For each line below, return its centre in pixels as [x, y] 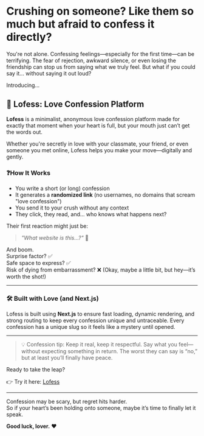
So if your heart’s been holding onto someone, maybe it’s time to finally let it [101, 408]
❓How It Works [28, 173]
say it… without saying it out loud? [49, 73]
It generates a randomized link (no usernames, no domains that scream [105, 195]
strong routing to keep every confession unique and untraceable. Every [95, 320]
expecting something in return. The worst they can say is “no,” [120, 351]
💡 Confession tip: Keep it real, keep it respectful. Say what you [99, 345]
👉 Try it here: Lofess [33, 382]
